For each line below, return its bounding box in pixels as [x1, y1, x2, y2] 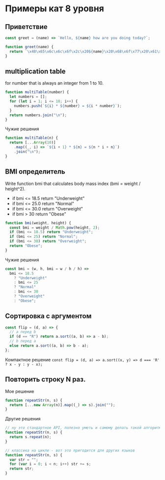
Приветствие [5, 23, 48, 31]
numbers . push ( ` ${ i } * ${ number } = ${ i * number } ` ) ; [14, 103, 122, 108]
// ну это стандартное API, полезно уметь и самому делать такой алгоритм [5, 425, 162, 430]
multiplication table [5, 67, 66, 75]
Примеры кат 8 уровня [5, 3, 105, 14]
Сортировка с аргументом [5, 312, 92, 320]
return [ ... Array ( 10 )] [9, 140, 56, 145]
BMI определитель [5, 168, 65, 176]
